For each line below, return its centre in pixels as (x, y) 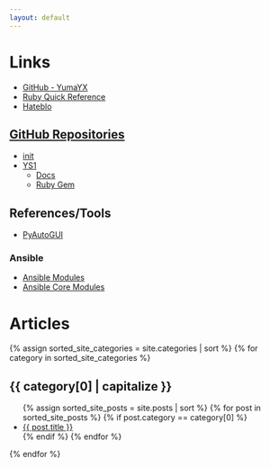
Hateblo (37, 106)
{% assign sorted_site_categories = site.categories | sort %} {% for (134, 348)
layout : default (40, 18)
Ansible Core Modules (63, 287)
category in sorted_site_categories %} (80, 358)
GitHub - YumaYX (55, 87)
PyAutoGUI (43, 235)
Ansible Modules (54, 278)
